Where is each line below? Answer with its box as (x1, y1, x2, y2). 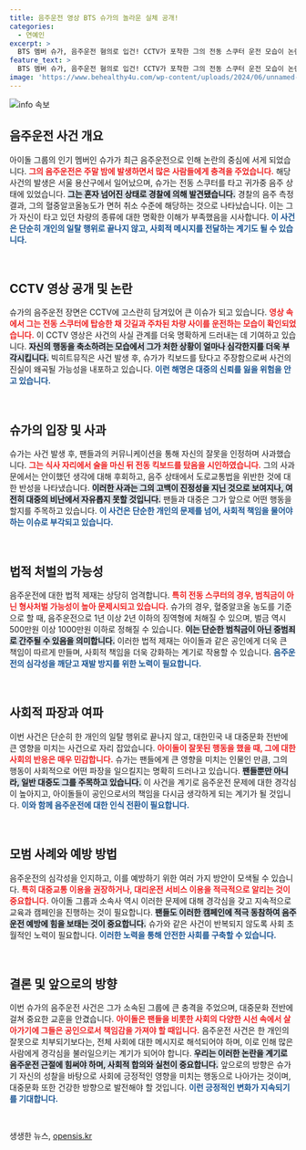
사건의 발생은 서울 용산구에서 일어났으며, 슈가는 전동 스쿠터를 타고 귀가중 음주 (9, 177, 284, 188)
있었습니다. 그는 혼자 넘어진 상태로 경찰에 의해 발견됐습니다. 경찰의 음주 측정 (25, 188, 294, 199)
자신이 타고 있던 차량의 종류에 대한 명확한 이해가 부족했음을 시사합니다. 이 (18, 211, 280, 222)
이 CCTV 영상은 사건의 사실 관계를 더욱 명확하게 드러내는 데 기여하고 (36, 329, 280, 340)
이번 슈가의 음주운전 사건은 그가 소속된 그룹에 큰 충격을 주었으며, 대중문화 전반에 (9, 1002, 294, 1013)
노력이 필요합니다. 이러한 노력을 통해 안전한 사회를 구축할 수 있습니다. (33, 929, 277, 940)
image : (9, 73, 35, 82)
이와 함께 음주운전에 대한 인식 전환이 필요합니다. (21, 800, 189, 810)
